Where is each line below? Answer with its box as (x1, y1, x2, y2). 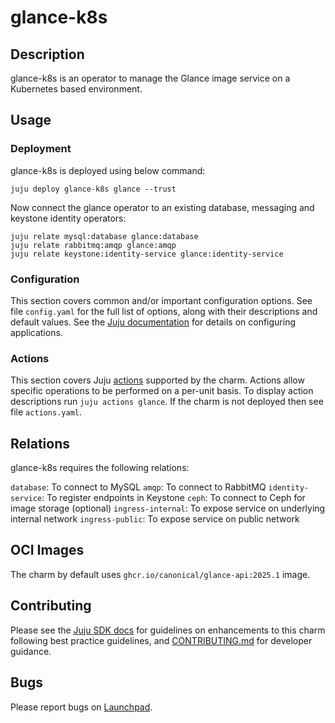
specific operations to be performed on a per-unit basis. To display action (10, 385, 314, 397)
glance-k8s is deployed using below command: (10, 164, 206, 176)
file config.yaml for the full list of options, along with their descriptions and (10, 305, 318, 317)
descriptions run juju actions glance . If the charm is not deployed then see (10, 396, 324, 408)
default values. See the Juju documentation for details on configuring (10, 316, 297, 328)
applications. (10, 326, 63, 338)
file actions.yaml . (10, 406, 83, 418)
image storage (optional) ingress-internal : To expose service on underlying (10, 502, 326, 515)
